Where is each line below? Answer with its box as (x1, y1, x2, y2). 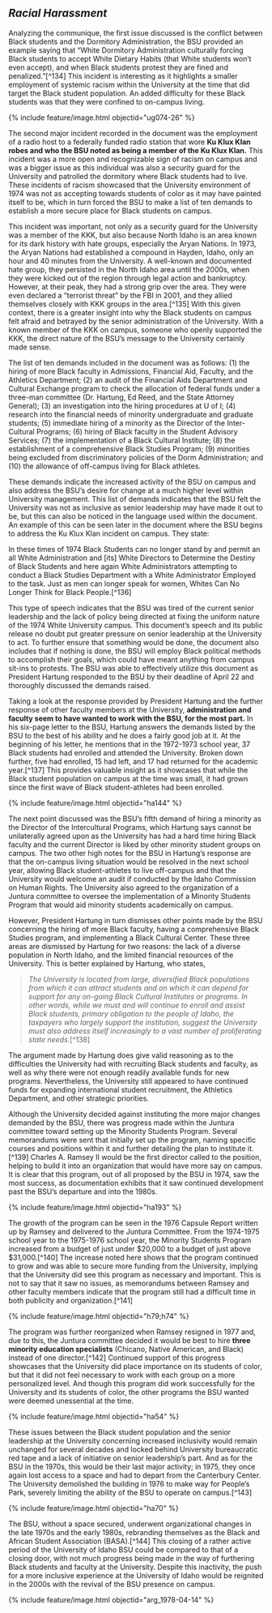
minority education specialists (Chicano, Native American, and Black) (8, 1344, 244, 1354)
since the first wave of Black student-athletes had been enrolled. (8, 782, 224, 792)
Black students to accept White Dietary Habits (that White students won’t (8, 53, 252, 63)
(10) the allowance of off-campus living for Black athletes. (8, 461, 201, 471)
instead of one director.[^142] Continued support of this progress (8, 1353, 225, 1363)
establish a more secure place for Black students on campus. (8, 206, 213, 216)
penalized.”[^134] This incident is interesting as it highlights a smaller (8, 71, 238, 80)
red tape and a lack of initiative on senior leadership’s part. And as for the (8, 1453, 253, 1462)
